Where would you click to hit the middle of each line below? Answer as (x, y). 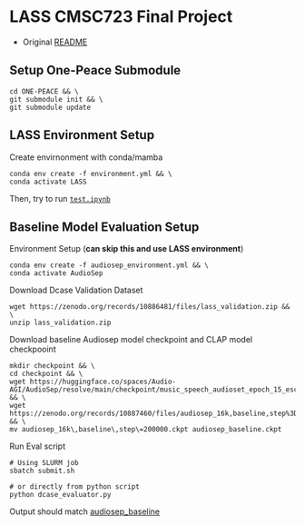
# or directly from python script (75, 487)
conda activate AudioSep (56, 273)
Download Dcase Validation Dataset (76, 290)
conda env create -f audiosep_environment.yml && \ (109, 265)
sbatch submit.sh (42, 471)
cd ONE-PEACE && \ (44, 91)
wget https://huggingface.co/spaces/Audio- (93, 382)
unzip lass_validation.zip (60, 323)
